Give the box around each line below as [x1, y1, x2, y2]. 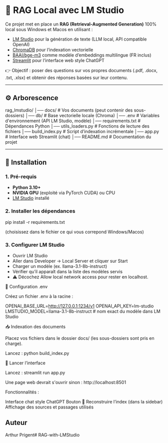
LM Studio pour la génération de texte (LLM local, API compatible [12, 36, 147, 42]
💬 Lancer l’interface [5, 360, 46, 366]
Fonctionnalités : [5, 389, 39, 395]
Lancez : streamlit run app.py [5, 370, 65, 376]
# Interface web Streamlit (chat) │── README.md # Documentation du [5, 134, 151, 140]
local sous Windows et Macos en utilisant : [5, 26, 93, 32]
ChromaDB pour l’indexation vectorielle [12, 47, 93, 53]
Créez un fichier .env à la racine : [5, 293, 73, 299]
